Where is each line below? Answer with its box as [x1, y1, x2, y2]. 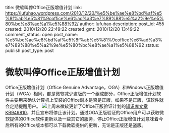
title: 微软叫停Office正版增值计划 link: [5, 5, 82, 10]
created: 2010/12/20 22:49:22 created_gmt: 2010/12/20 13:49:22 [5, 26, 140, 32]
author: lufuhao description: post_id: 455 [80, 21, 164, 27]
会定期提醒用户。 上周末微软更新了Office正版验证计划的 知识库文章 [5, 103, 148, 109]
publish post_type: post [5, 47, 54, 53]
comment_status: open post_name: [5, 32, 78, 37]
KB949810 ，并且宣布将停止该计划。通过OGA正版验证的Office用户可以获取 [5, 109, 160, 115]
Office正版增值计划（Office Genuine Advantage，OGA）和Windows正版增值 [5, 84, 164, 90]
